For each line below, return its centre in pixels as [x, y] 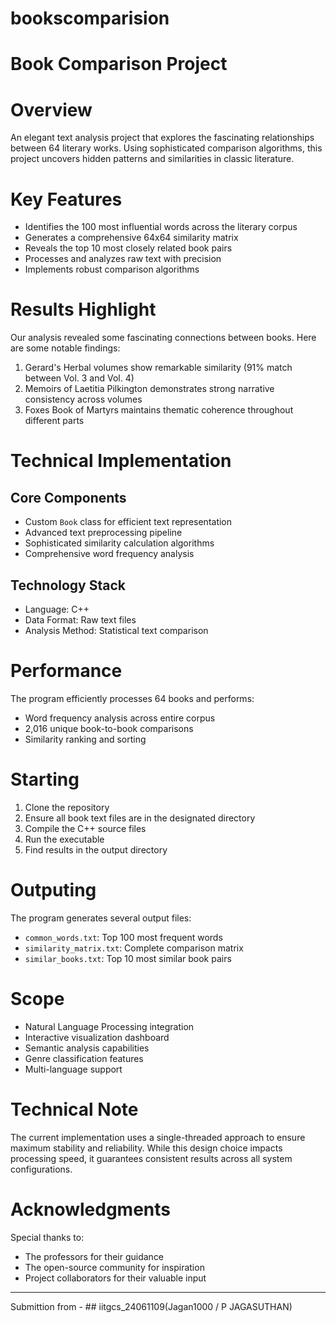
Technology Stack [68, 585]
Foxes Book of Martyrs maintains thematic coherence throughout [159, 410]
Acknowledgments [91, 1209]
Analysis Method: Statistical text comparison [116, 630]
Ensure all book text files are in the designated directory [140, 818]
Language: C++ [57, 609]
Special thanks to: [47, 1237]
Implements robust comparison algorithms [112, 269]
